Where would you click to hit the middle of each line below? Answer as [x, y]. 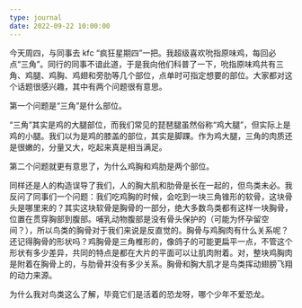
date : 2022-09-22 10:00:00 [60, 26]
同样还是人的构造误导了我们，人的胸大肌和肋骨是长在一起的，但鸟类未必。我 [151, 185]
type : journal [36, 18]
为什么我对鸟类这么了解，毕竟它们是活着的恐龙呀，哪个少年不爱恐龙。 [139, 294]
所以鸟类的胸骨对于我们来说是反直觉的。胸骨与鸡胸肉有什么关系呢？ [163, 230]
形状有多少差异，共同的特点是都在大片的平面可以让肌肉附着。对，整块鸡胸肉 [151, 252]
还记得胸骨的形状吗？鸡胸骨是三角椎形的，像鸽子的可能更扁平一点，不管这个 [151, 241]
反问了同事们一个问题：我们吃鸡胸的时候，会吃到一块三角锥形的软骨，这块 [147, 196]
